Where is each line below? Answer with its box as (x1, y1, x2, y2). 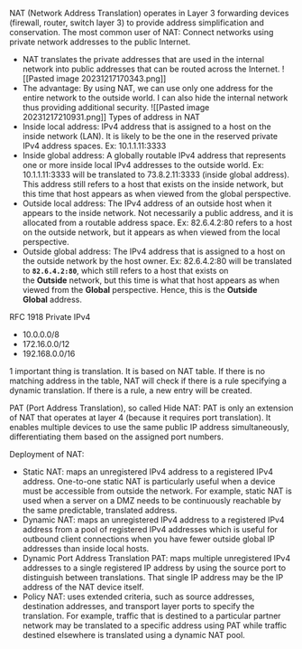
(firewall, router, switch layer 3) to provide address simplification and (9, 17, 264, 28)
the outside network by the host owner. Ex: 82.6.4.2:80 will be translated (22, 256, 293, 266)
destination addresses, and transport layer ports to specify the (22, 601, 255, 611)
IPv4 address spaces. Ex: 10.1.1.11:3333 (22, 140, 167, 151)
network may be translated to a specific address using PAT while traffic (22, 620, 288, 631)
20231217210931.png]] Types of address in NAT (22, 112, 201, 122)
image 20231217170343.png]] (56, 73, 167, 84)
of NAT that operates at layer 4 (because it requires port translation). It (9, 412, 271, 423)
